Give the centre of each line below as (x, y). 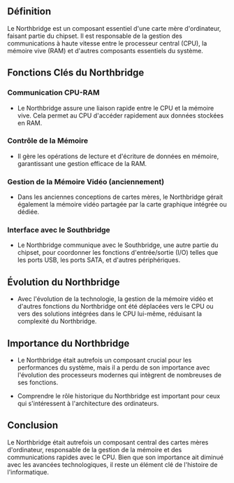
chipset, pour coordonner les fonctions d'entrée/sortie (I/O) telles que (118, 253)
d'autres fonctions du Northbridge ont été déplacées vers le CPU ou (116, 307)
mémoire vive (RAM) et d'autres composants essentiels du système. (105, 50)
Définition (29, 12)
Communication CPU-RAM (53, 92)
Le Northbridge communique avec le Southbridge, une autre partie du (118, 245)
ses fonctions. (38, 383)
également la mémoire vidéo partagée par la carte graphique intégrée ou (122, 204)
